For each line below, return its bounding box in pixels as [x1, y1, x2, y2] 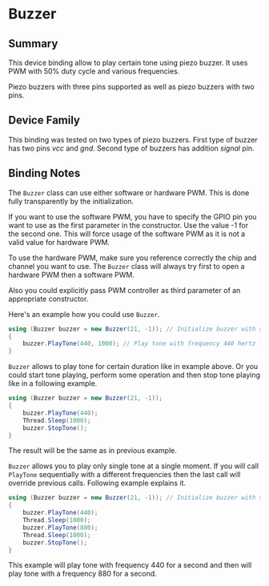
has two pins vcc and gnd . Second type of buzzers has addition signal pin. [8, 143, 255, 153]
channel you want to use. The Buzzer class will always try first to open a [8, 261, 246, 271]
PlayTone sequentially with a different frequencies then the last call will [8, 470, 241, 480]
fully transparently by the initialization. [8, 196, 134, 206]
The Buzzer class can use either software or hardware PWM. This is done [8, 187, 250, 197]
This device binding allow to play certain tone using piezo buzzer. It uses [8, 58, 248, 67]
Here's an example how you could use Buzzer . [8, 309, 160, 319]
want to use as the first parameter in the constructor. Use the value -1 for [8, 220, 249, 230]
